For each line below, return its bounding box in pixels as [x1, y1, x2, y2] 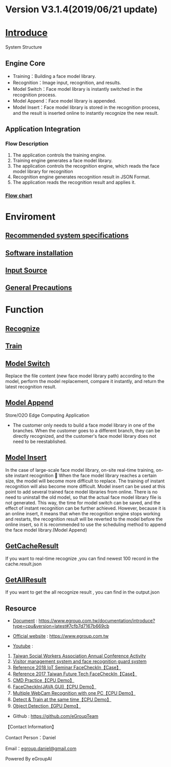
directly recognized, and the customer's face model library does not [12, 433, 157, 439]
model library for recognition [12, 168, 73, 174]
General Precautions [5, 284, 73, 292]
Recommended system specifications [5, 231, 129, 240]
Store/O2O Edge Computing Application [5, 412, 90, 418]
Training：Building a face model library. [12, 73, 96, 79]
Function [5, 304, 44, 316]
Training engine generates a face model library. [12, 157, 113, 164]
